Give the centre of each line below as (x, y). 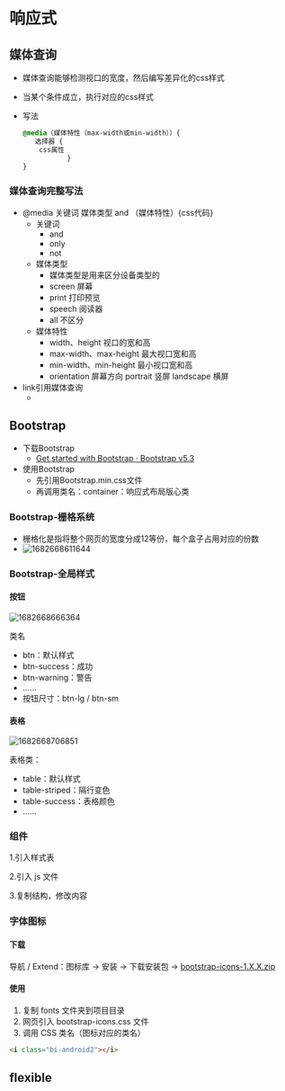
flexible (31, 1078)
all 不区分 (66, 319)
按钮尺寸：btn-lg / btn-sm (71, 698)
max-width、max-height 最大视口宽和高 (123, 353)
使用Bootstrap (48, 469)
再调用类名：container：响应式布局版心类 (112, 492)
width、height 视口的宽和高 (100, 342)
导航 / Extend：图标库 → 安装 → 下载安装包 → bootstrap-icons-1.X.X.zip (142, 966)
